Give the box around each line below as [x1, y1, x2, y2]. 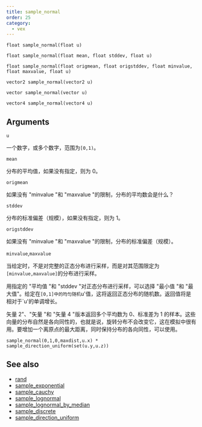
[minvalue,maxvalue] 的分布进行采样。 [6, 270, 101, 277]
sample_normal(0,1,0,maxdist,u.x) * [6, 338, 98, 344]
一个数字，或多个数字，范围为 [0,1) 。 [6, 144, 99, 152]
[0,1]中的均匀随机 [40, 291, 81, 298]
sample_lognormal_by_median [14, 401, 90, 408]
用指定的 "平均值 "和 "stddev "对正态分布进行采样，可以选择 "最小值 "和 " [6, 283, 188, 290]
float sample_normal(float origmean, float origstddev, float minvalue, [6, 63, 193, 69]
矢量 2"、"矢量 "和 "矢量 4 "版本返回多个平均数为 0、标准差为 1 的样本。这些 [6, 310, 196, 318]
